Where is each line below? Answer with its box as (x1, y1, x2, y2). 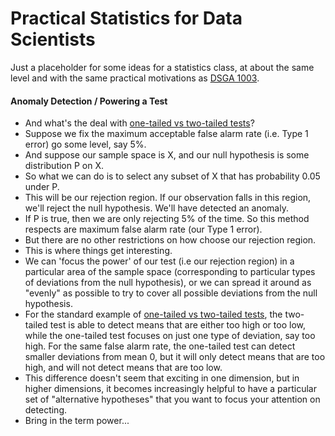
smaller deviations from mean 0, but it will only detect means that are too (24, 351, 326, 363)
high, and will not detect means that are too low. (24, 362, 223, 374)
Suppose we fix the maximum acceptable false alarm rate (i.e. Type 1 (24, 128, 309, 140)
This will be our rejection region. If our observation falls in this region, (24, 192, 312, 204)
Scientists (10, 28, 96, 51)
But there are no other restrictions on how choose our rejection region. (24, 234, 317, 246)
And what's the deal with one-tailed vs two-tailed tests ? (24, 117, 255, 129)
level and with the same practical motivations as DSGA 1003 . (10, 72, 260, 84)
